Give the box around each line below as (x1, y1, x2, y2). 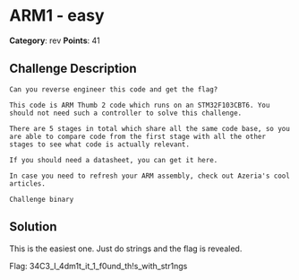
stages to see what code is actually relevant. (9, 140, 191, 149)
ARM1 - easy (9, 5, 105, 26)
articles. (9, 179, 47, 188)
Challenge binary (9, 195, 74, 204)
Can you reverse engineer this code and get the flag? (9, 84, 218, 94)
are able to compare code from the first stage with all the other (9, 132, 267, 141)
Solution (9, 219, 57, 234)
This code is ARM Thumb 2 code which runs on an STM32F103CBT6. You (9, 101, 270, 109)
